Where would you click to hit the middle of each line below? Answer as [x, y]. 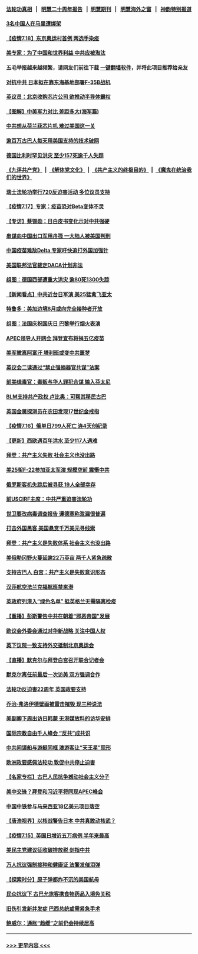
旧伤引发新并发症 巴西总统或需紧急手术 [53, 908]
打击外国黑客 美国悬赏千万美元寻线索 [51, 528]
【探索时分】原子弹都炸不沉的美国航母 [52, 879]
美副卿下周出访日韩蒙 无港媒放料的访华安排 [58, 719]
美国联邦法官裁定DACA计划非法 [44, 265]
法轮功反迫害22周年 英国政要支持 [46, 689]
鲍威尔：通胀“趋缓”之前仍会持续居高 [50, 923]
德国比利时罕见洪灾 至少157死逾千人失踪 [55, 155]
